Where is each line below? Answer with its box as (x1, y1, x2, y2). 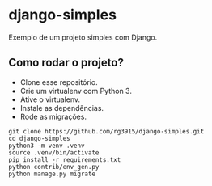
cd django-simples (8, 134, 70, 142)
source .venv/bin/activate (8, 148, 100, 157)
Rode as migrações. (19, 112, 87, 121)
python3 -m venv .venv (8, 142, 85, 150)
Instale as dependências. (19, 103, 104, 112)
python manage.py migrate (8, 170, 95, 178)
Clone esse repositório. (19, 77, 99, 87)
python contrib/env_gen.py (8, 163, 100, 171)
